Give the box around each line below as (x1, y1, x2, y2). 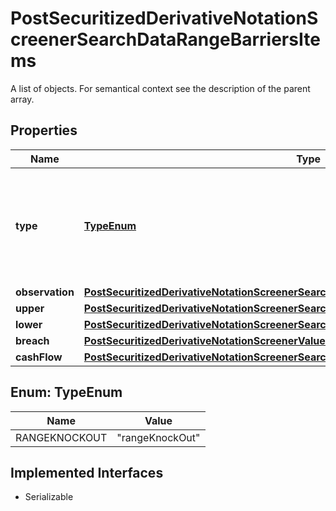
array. (10, 93, 35, 105)
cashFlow (15, 350, 63, 364)
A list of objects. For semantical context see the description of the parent (10, 82, 311, 94)
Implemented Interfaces (10, 464, 164, 481)
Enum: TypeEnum (10, 384, 123, 401)
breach (15, 333, 50, 347)
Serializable (24, 491, 74, 503)
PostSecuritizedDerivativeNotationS (10, 7, 319, 30)
